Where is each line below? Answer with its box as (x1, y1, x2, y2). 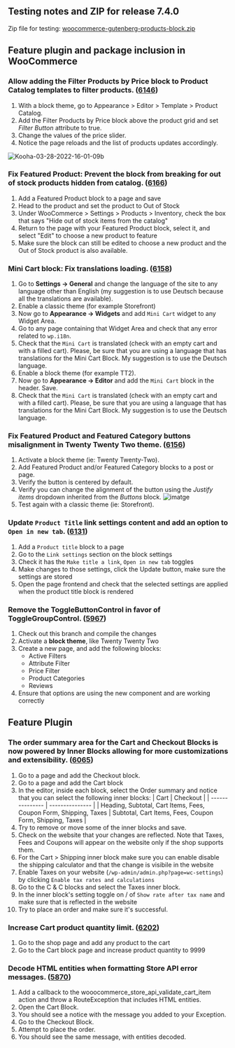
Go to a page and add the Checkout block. (17, 771, 141, 780)
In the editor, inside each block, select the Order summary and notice (17, 786, 218, 794)
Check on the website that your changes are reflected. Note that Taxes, (17, 830, 225, 839)
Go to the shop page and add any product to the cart (17, 938, 171, 946)
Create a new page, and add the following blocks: (17, 644, 162, 652)
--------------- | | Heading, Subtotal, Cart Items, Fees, (49, 801, 205, 809)
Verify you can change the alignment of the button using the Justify (17, 485, 213, 494)
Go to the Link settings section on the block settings (17, 550, 173, 558)
